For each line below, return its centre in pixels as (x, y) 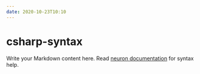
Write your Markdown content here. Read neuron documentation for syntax (100, 58)
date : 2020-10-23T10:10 (36, 12)
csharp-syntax (45, 41)
